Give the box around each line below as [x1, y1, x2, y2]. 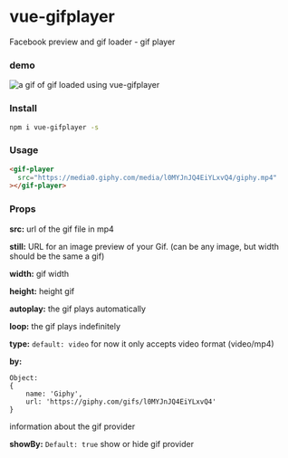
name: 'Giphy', [25, 389, 83, 398]
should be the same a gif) [9, 251, 105, 262]
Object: [9, 373, 39, 382]
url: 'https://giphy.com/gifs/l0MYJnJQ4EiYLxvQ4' [25, 396, 217, 406]
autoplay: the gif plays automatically [9, 303, 147, 314]
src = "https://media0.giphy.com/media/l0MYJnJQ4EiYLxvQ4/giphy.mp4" [17, 173, 278, 182]
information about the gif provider [9, 421, 136, 432]
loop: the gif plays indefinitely [9, 320, 120, 331]
